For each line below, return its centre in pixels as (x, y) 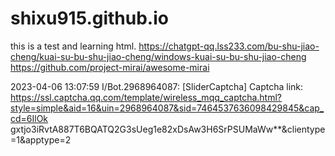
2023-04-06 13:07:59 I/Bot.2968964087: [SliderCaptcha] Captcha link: (157, 86)
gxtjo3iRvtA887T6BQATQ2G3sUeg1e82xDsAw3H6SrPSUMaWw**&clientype (168, 129)
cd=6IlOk (29, 118)
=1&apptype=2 (41, 139)
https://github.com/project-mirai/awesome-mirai (110, 67)
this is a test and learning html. (73, 46)
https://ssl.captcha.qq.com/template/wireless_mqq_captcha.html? (146, 97)
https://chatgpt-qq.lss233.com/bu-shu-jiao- (229, 46)
